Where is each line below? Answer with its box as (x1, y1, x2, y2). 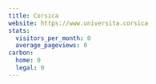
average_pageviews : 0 (15, 42, 88, 50)
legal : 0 (15, 64, 45, 72)
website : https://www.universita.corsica (8, 19, 149, 27)
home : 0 (15, 57, 42, 65)
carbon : (8, 49, 34, 57)
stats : (8, 26, 30, 34)
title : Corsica (8, 11, 59, 20)
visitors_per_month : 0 (15, 34, 91, 42)
